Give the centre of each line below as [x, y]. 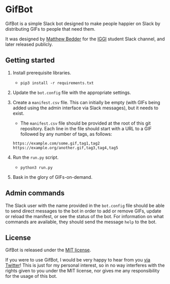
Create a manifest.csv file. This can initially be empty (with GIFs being [87, 102]
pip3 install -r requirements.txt [57, 83]
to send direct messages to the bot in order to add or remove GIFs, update [83, 211]
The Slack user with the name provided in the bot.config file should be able [85, 205]
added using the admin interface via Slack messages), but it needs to [86, 108]
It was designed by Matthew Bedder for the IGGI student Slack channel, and [85, 39]
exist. [18, 113]
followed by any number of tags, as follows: [66, 134]
